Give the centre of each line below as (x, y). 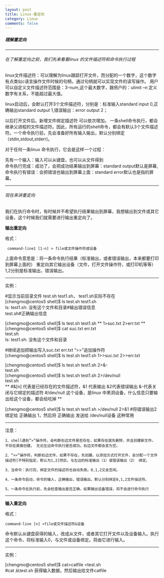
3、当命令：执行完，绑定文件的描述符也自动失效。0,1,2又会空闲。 (62, 470)
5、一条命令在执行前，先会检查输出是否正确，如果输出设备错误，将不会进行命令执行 (77, 489)
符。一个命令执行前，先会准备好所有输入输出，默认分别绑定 (65, 133)
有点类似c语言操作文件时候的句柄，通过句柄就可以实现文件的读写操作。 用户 (82, 81)
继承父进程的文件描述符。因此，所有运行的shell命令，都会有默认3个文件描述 (82, 127)
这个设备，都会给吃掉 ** (38, 398)
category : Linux (21, 19)
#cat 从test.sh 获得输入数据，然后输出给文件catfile (56, 570)
